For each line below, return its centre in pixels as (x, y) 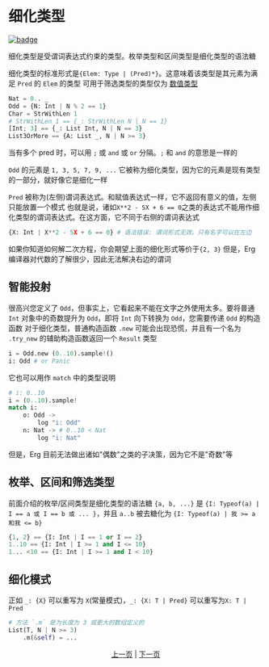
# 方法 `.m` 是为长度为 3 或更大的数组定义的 (76, 623)
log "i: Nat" (59, 438)
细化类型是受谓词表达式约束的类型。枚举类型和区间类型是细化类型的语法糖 (132, 56)
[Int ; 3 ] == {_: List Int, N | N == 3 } (76, 129)
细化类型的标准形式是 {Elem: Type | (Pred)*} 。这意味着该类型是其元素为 (130, 73)
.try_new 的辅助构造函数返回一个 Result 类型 (83, 338)
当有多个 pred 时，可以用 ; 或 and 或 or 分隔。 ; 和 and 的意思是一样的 (123, 153)
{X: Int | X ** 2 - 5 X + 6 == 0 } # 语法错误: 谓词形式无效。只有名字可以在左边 (130, 233)
